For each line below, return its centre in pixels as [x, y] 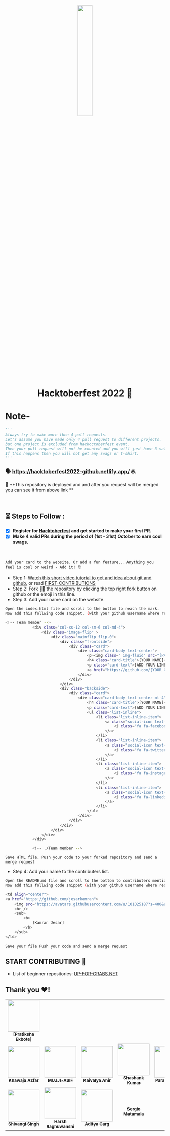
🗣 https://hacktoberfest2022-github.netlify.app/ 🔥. [71, 472]
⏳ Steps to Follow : [35, 516]
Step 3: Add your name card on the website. [58, 600]
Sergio [134, 1109]
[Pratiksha [24, 1034]
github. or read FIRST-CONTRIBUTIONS [54, 583]
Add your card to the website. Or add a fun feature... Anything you [80, 562]
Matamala [134, 1114]
